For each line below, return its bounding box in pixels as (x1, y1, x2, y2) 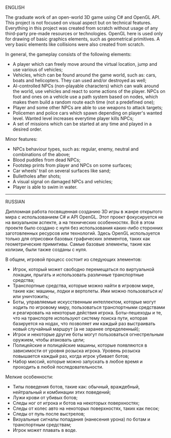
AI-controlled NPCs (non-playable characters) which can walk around (12, 83, 159, 89)
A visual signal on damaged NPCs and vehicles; (12, 179, 113, 184)
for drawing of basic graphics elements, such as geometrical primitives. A (5, 36, 160, 42)
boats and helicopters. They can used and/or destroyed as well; (12, 78, 147, 83)
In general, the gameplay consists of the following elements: (5, 51, 131, 57)
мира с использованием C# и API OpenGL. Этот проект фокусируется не (5, 214, 164, 220)
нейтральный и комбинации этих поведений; (12, 389, 111, 395)
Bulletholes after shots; (12, 173, 61, 179)
